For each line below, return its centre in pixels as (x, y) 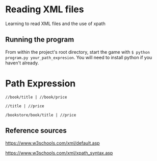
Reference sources (36, 131)
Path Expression (41, 83)
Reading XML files (45, 9)
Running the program (40, 40)
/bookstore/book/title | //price (41, 115)
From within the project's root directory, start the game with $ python (78, 52)
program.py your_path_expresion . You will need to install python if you (79, 57)
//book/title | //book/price (36, 97)
